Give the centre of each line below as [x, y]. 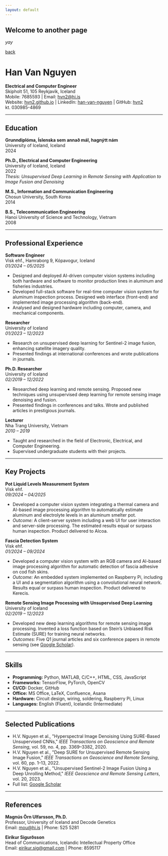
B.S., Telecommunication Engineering [45, 212]
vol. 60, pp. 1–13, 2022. [36, 763]
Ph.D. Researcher [24, 369]
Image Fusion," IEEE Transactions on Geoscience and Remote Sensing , [85, 758]
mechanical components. [38, 313]
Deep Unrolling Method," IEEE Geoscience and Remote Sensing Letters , [86, 774]
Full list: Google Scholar [37, 784]
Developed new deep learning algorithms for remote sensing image [82, 623]
